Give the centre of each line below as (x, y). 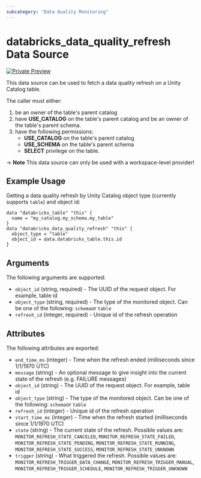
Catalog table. (23, 89)
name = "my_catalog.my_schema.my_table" (63, 218)
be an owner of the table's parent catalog (66, 112)
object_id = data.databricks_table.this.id (67, 239)
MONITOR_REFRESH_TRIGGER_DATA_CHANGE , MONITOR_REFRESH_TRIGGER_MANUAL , (105, 462)
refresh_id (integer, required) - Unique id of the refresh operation (96, 315)
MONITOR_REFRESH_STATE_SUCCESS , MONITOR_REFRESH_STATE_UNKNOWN (94, 449)
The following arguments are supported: (56, 278)
